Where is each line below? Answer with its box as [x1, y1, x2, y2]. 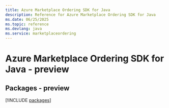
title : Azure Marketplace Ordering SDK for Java [5, 7, 110, 13]
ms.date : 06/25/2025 [5, 17, 49, 22]
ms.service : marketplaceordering [5, 31, 76, 36]
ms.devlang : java [5, 26, 42, 31]
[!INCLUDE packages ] [5, 97, 51, 103]
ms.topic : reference [5, 21, 49, 27]
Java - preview [5, 64, 70, 75]
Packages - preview [5, 84, 70, 92]
